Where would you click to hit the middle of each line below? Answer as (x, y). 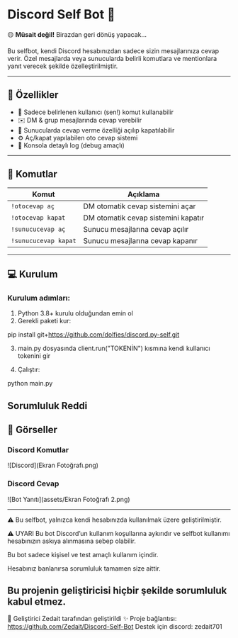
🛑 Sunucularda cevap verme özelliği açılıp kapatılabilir (96, 130)
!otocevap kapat (38, 218)
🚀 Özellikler (33, 95)
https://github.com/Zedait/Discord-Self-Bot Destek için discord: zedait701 (115, 627)
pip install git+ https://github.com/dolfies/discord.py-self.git (93, 335)
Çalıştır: (29, 370)
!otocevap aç (33, 206)
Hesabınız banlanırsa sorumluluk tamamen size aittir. (84, 568)
